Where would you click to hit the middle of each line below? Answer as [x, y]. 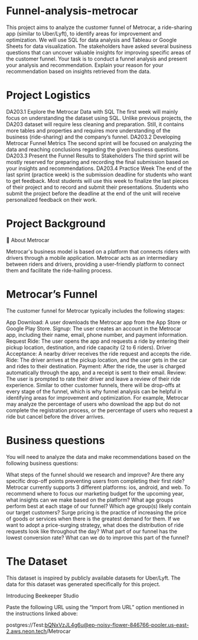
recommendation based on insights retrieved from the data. [79, 71]
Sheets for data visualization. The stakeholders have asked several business [99, 46]
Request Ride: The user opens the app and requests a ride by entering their [98, 341]
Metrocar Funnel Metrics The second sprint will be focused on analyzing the [99, 143]
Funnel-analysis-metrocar [72, 11]
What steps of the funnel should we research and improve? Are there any [95, 474]
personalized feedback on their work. [52, 200]
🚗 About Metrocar [28, 240]
